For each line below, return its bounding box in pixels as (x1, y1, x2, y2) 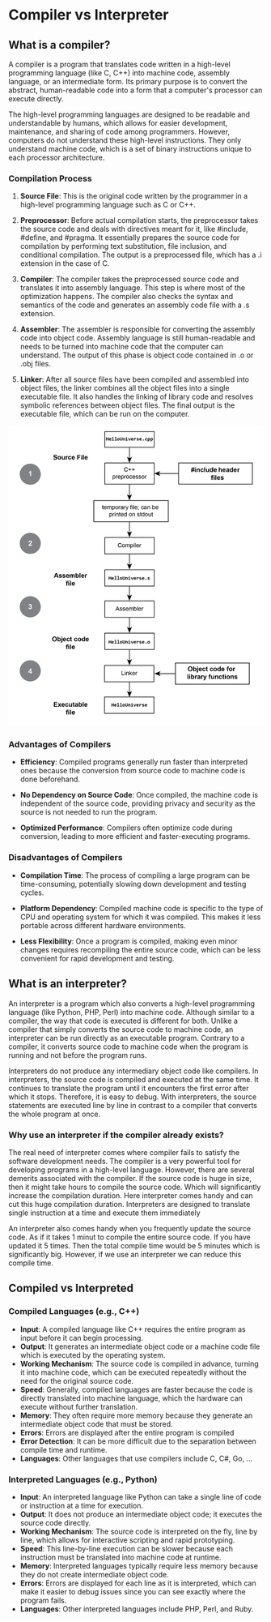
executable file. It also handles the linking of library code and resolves (19, 392, 253, 402)
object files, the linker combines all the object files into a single (19, 383, 230, 393)
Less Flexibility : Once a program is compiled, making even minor (19, 936, 238, 946)
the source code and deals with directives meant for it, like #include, (19, 225, 248, 234)
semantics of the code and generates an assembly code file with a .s (19, 300, 250, 310)
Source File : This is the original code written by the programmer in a (19, 191, 248, 201)
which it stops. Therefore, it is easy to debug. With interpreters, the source (8, 1092, 257, 1102)
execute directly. (8, 94, 64, 103)
